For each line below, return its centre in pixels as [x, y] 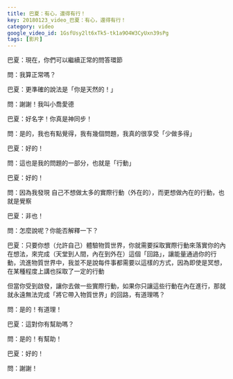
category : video [31, 26]
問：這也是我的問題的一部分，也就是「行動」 [71, 163]
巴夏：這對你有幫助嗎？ [41, 324]
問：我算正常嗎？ [32, 75]
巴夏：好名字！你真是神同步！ [50, 119]
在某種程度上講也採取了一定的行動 [56, 272]
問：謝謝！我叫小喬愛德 [41, 104]
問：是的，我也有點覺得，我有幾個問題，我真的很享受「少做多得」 [101, 134]
